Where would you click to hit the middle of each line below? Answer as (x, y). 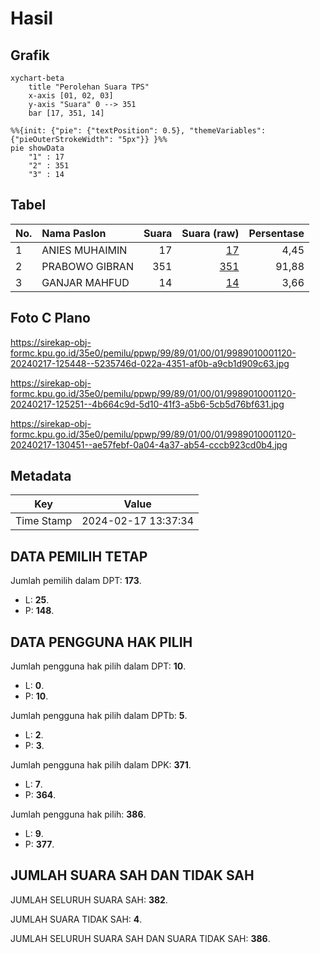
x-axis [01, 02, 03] (71, 96)
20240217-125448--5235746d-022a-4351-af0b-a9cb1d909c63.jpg (150, 363)
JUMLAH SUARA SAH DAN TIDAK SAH (132, 875)
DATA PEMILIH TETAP (79, 556)
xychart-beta (37, 78)
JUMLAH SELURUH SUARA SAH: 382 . (89, 899)
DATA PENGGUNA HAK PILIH (101, 642)
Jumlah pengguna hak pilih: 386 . (78, 814)
